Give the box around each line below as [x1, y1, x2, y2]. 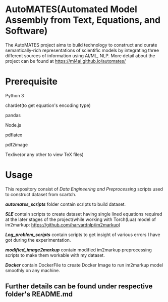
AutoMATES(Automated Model [5, 4, 137, 15]
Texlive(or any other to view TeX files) [5, 151, 84, 158]
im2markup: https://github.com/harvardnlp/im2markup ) [5, 221, 121, 228]
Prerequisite [5, 76, 58, 87]
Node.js [5, 122, 22, 128]
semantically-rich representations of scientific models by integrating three [5, 47, 159, 53]
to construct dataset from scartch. [5, 191, 77, 197]
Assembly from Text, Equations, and [5, 14, 160, 26]
